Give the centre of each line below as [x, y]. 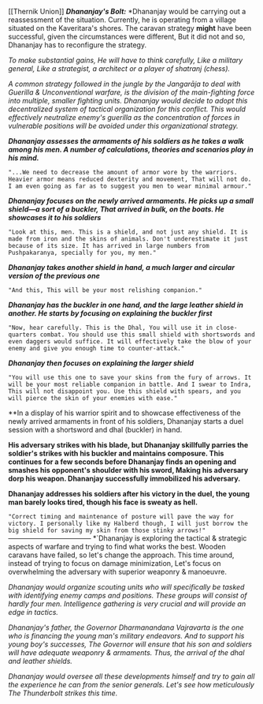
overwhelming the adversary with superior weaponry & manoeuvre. [117, 572]
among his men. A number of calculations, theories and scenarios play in [131, 150]
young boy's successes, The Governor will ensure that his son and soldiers [130, 644]
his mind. [24, 158]
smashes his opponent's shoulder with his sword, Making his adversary [128, 470]
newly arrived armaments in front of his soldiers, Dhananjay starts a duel [126, 421]
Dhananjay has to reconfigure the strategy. [78, 45]
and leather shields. [41, 661]
